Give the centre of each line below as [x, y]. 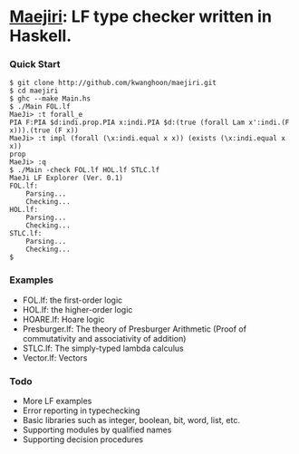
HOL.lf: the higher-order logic [77, 309]
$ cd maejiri [34, 91]
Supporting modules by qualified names [97, 430]
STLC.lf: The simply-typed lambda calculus [103, 348]
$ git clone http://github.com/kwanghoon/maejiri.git [113, 83]
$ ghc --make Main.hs [50, 99]
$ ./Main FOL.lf [40, 107]
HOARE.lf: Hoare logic [63, 319]
